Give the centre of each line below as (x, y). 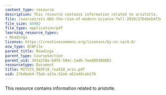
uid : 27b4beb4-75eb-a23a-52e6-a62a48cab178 (51, 74)
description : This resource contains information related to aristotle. (82, 14)
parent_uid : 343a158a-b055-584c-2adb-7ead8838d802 (58, 60)
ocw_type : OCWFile (24, 47)
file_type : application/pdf (34, 28)
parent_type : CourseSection (34, 56)
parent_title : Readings (30, 51)
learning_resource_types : (32, 33)
